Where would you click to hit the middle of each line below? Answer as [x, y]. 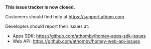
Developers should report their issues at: [47, 26]
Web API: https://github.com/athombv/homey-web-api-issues [76, 41]
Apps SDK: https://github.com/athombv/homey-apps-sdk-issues [79, 36]
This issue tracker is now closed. [40, 7]
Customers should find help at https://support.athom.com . [65, 17]
